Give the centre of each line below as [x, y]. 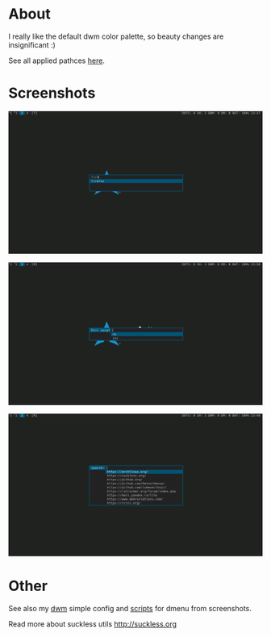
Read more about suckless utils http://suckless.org [93, 624]
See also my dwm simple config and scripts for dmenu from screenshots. [130, 608]
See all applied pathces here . [56, 60]
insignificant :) [32, 44]
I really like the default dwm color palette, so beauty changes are [116, 36]
